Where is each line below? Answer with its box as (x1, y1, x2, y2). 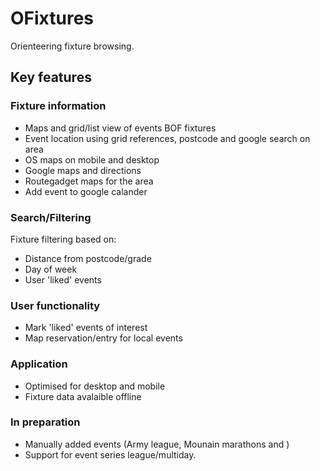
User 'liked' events (24, 273, 102, 286)
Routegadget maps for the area (24, 175, 154, 187)
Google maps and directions (24, 164, 142, 176)
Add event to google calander (24, 185, 148, 197)
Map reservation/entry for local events (24, 332, 183, 344)
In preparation (10, 415, 81, 429)
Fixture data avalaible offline (24, 390, 142, 402)
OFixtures (10, 7, 94, 30)
